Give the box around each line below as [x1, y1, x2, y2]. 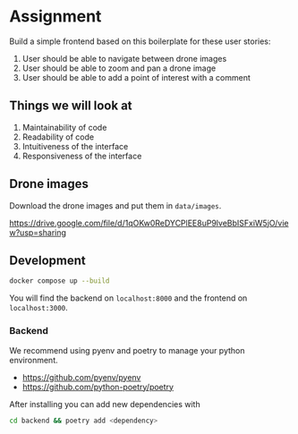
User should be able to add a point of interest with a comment [21, 72, 251, 82]
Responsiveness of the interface [21, 150, 142, 161]
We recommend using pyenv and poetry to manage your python [9, 345, 245, 355]
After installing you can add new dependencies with [9, 398, 200, 409]
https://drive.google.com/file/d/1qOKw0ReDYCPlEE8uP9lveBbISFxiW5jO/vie [9, 217, 289, 228]
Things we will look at [9, 98, 132, 114]
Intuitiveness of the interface [21, 140, 129, 151]
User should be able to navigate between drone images [21, 53, 227, 64]
